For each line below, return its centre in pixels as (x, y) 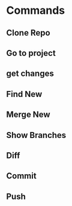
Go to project (31, 53)
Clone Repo (28, 33)
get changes (30, 74)
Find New (24, 94)
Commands (36, 11)
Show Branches (36, 135)
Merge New (28, 115)
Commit (22, 176)
